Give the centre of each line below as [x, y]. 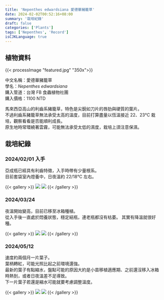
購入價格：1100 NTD [25, 98]
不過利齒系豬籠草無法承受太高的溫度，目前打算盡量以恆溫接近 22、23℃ [78, 115]
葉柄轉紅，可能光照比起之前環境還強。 [43, 263]
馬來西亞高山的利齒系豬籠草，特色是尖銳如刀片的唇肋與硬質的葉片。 [73, 108]
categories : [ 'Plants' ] [29, 28]
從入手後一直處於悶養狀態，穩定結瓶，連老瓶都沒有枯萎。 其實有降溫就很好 [81, 217]
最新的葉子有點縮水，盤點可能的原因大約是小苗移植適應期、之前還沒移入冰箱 [82, 270]
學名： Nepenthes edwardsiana [36, 86]
